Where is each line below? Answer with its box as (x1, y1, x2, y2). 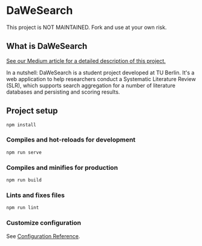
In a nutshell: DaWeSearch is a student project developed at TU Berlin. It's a (6, 69, 195, 76)
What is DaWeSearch (6, 41, 88, 51)
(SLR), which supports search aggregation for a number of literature (6, 82, 175, 89)
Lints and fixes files (6, 191, 65, 199)
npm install (6, 121, 36, 128)
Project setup (6, 106, 59, 116)
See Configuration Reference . (6, 232, 80, 239)
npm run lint (6, 205, 39, 211)
